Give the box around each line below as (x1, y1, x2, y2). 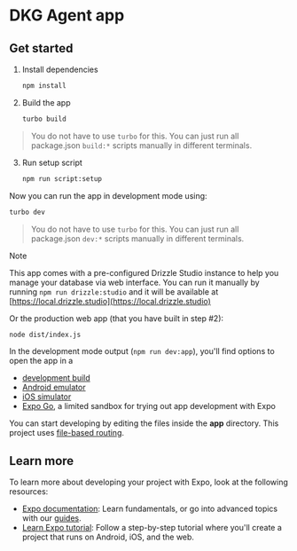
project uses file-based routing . (9, 428, 125, 438)
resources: (9, 486, 49, 497)
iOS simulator (21, 391, 72, 402)
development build (21, 373, 90, 383)
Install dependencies (21, 64, 99, 75)
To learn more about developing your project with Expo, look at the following (9, 476, 288, 488)
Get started (9, 41, 74, 56)
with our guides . (21, 513, 82, 523)
